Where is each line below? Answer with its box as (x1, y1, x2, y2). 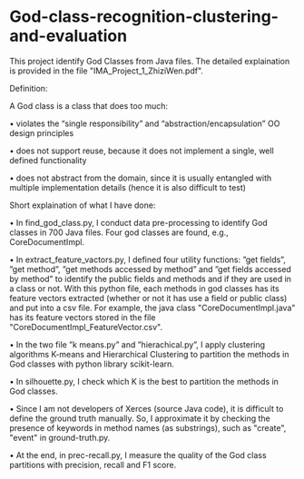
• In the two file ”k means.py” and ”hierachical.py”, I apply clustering (9, 338, 266, 350)
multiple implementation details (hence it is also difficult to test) (9, 181, 247, 192)
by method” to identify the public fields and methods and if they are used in (9, 273, 292, 284)
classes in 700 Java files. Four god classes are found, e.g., (9, 227, 229, 238)
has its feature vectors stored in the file (9, 311, 156, 323)
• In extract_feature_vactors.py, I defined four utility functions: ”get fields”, (9, 254, 286, 265)
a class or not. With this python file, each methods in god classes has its (9, 283, 279, 294)
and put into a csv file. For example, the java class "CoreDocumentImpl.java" (9, 302, 296, 313)
